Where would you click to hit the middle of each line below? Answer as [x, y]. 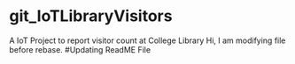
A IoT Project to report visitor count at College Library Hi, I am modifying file [147, 40]
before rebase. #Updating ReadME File [80, 49]
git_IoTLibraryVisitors [91, 16]
